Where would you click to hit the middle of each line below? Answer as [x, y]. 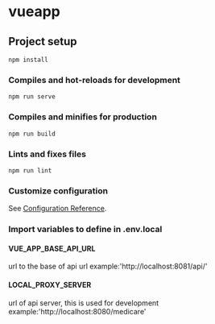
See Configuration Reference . [58, 209]
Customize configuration [58, 190]
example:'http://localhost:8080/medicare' [77, 311]
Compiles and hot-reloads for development [95, 80]
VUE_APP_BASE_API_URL [52, 248]
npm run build [32, 134]
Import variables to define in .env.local [85, 230]
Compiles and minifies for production [83, 117]
